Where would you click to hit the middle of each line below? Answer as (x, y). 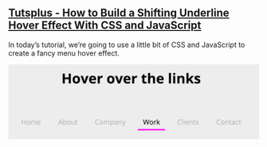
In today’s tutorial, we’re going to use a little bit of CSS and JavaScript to (127, 44)
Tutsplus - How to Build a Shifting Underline (119, 13)
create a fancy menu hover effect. (64, 53)
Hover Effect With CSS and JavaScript (105, 26)
